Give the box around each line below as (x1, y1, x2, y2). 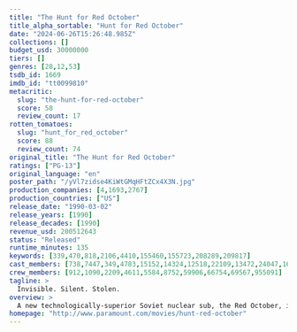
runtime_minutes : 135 (9, 243, 89, 252)
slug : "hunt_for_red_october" (17, 128, 128, 137)
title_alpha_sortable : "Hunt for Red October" (9, 21, 184, 30)
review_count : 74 (17, 144, 81, 153)
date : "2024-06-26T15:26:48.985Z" (9, 29, 137, 38)
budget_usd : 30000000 (9, 46, 89, 55)
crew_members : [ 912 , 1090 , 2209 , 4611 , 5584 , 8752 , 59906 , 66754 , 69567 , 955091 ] (9, 268, 283, 277)
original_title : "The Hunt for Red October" (9, 152, 176, 162)
